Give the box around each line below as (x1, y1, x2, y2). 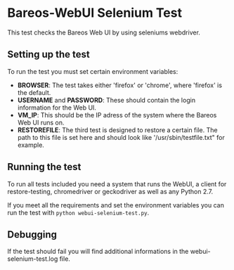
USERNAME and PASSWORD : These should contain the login (17, 96, 195, 104)
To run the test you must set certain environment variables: (7, 67, 178, 75)
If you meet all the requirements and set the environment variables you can (7, 200, 225, 209)
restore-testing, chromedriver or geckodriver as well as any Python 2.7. (7, 187, 214, 195)
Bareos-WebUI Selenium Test (7, 5, 183, 21)
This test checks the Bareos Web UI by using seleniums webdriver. (7, 28, 200, 37)
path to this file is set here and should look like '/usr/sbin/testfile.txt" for (17, 133, 225, 141)
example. (17, 141, 44, 149)
